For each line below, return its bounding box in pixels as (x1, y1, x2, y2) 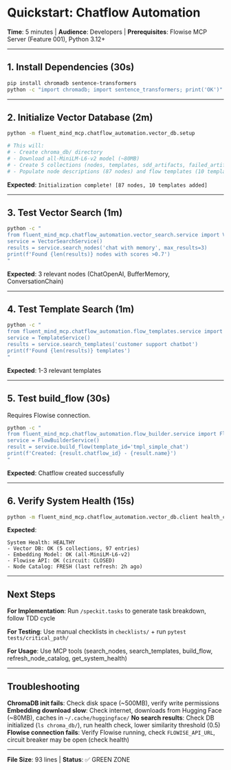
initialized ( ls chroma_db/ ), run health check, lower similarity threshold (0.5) (7, 721, 221, 729)
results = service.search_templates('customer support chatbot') (7, 341, 198, 348)
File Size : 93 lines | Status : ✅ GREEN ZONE (7, 756, 131, 764)
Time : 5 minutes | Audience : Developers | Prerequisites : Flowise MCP (7, 28, 208, 36)
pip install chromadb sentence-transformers (7, 79, 137, 87)
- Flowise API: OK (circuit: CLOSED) (7, 557, 115, 565)
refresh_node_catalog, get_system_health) (7, 654, 127, 662)
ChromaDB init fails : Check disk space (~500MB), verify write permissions (7, 699, 220, 707)
